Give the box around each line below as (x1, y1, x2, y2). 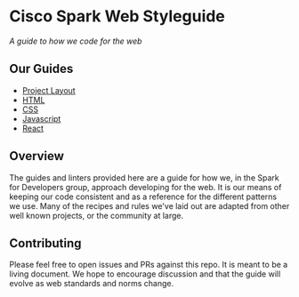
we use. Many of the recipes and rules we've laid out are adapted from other (9, 200, 290, 211)
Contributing (9, 236, 82, 251)
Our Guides (9, 61, 74, 76)
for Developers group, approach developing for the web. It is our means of (9, 181, 282, 192)
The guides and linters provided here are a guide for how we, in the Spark (9, 172, 279, 183)
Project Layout (21, 84, 76, 95)
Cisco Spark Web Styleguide (9, 6, 225, 27)
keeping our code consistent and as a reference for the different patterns (9, 191, 278, 202)
